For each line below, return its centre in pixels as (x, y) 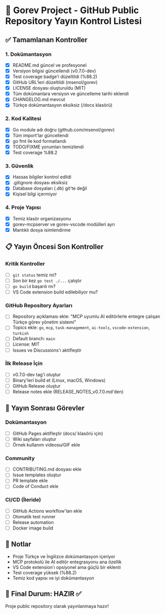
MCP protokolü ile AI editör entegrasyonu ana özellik (67, 562)
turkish (20, 334)
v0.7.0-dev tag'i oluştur (37, 375)
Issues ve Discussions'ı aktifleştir (47, 350)
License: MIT (26, 344)
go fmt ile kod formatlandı (39, 141)
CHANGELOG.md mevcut (39, 99)
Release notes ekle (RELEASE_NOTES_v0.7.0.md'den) (68, 392)
